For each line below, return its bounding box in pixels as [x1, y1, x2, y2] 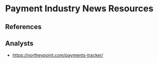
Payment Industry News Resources [5, 3, 154, 14]
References [5, 23, 42, 31]
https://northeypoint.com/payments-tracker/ [12, 52, 103, 58]
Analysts [5, 39, 34, 47]
